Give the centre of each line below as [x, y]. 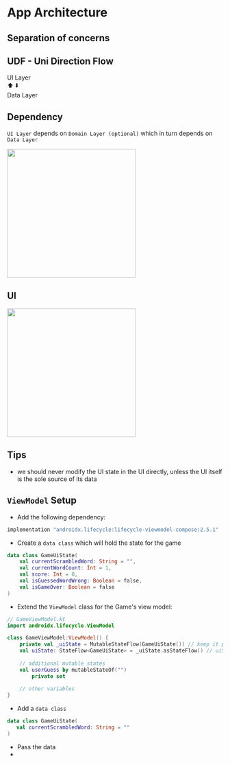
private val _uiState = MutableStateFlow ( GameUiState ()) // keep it [119, 644]
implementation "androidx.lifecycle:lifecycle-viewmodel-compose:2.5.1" [113, 530]
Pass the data [36, 747]
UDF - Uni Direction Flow [61, 61]
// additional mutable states [63, 664]
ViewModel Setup [42, 501]
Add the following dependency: [61, 517]
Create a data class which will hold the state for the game [99, 543]
